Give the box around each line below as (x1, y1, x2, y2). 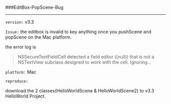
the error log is (5, 44, 37, 50)
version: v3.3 (5, 19, 34, 25)
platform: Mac (5, 69, 37, 75)
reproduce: (5, 79, 28, 84)
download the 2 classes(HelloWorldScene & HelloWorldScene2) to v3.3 (5, 88, 154, 93)
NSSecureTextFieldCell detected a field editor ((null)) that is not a (17, 54, 154, 60)
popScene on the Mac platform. (5, 34, 72, 40)
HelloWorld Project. (5, 93, 46, 99)
